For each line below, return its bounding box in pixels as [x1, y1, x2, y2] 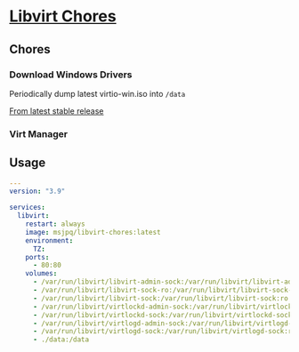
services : [9, 203, 46, 212]
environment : [25, 236, 74, 245]
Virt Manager [9, 127, 69, 140]
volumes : [25, 269, 58, 278]
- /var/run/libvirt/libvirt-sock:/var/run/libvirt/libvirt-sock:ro [32, 293, 289, 303]
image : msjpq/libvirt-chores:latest [25, 228, 162, 236]
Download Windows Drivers [9, 68, 133, 81]
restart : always [25, 220, 86, 228]
